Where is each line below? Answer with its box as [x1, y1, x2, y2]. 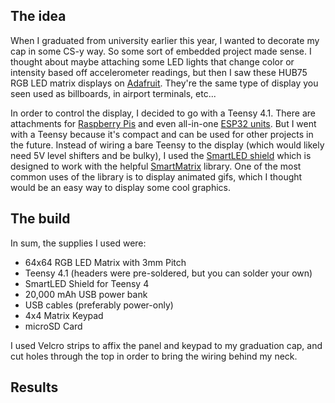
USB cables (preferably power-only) [24, 299, 174, 311]
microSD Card [24, 320, 83, 332]
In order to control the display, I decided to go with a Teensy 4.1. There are [10, 107, 316, 119]
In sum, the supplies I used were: [10, 237, 147, 249]
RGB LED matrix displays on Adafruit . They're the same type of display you [10, 77, 319, 89]
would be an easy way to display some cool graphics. [10, 181, 231, 193]
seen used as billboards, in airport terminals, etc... [10, 87, 217, 99]
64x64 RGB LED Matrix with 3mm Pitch [24, 256, 187, 268]
